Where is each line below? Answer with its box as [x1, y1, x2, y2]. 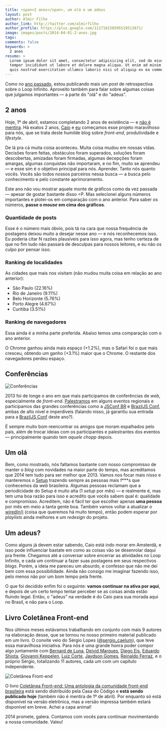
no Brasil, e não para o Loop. [5, 599, 64, 605]
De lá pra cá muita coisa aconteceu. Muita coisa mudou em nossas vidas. [5, 145, 156, 151]
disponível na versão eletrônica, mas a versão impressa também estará [5, 699, 151, 705]
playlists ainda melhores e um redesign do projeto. [5, 514, 109, 520]
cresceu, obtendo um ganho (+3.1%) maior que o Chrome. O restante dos [5, 350, 156, 356]
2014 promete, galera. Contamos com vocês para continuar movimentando [5, 714, 159, 720]
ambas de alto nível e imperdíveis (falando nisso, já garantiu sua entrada [5, 408, 154, 414]
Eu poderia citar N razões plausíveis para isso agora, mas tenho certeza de [5, 236, 159, 242]
